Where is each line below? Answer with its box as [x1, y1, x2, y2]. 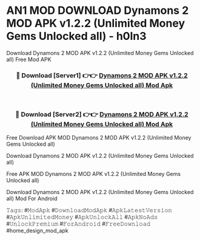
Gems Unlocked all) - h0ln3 [6, 30, 147, 43]
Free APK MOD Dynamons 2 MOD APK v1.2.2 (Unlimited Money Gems [6, 170, 181, 177]
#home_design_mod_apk [6, 227, 68, 234]
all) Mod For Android [6, 195, 58, 202]
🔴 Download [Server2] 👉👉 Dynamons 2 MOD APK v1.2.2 [15, 110, 189, 118]
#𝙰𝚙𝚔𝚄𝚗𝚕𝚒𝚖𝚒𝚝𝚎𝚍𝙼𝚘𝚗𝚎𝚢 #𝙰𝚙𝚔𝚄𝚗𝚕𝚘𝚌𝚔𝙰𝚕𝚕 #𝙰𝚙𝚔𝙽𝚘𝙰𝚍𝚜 [6, 213, 158, 221]
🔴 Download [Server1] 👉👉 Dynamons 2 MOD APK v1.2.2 [16, 71, 188, 79]
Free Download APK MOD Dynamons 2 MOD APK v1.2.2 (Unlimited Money [6, 134, 192, 141]
